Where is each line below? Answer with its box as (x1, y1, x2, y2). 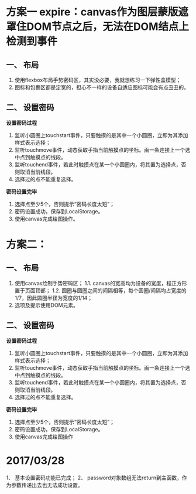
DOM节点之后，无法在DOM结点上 (26, 20, 189, 33)
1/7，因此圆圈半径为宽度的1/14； (14, 294, 92, 301)
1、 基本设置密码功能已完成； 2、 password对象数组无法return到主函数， (6, 474, 183, 481)
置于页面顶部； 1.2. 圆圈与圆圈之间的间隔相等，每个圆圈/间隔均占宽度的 (14, 287, 187, 294)
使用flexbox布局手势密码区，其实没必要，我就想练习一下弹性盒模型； (14, 77, 181, 83)
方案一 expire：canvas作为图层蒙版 (6, 5, 178, 19)
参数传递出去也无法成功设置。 (11, 481, 83, 488)
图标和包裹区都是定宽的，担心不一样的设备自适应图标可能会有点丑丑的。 (14, 84, 189, 91)
